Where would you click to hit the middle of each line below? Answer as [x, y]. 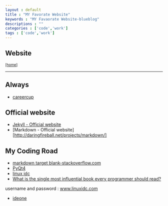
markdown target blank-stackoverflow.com [57, 163]
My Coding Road [32, 151]
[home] [11, 65]
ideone [19, 198]
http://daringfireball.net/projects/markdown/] [60, 135]
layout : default [23, 10]
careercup [23, 97]
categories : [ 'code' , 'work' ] [37, 28]
